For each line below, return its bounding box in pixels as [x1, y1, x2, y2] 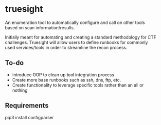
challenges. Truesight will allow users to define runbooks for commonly [5, 39, 148, 45]
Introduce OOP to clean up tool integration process [12, 72, 114, 78]
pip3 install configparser [5, 114, 54, 120]
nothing [12, 87, 28, 93]
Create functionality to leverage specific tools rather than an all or [12, 82, 144, 88]
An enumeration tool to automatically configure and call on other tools [5, 20, 145, 25]
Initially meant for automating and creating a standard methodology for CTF [5, 34, 157, 40]
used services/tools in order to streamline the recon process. [5, 44, 127, 50]
